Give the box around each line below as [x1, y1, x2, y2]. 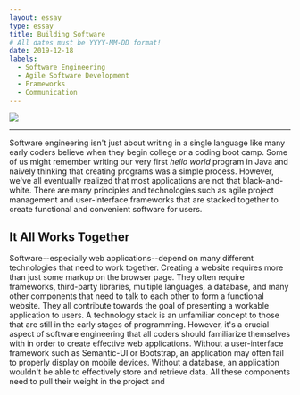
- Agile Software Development [17, 71, 129, 80]
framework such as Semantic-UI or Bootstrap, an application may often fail [9, 348, 284, 358]
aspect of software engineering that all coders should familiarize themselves [9, 329, 291, 340]
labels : [9, 54, 38, 63]
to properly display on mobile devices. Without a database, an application [9, 358, 279, 368]
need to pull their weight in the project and [9, 376, 165, 387]
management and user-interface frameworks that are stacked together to [9, 193, 279, 205]
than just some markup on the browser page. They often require [9, 272, 246, 283]
